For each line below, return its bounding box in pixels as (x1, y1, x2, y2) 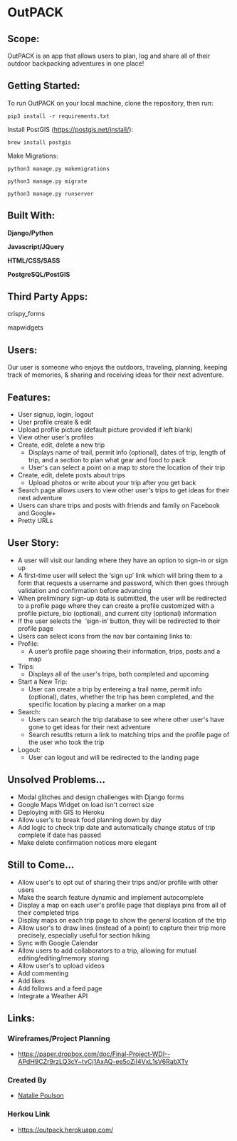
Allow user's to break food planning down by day (17, 815, 162, 824)
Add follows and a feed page (17, 984, 102, 993)
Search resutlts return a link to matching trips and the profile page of (28, 730, 230, 739)
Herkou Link (7, 1109, 51, 1119)
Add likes (17, 976, 46, 985)
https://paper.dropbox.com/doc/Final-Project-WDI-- (17, 1050, 171, 1058)
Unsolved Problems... (7, 774, 105, 786)
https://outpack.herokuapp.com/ (17, 1125, 114, 1134)
